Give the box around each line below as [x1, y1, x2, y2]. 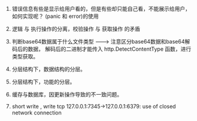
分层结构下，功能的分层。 [11, 78, 75, 85]
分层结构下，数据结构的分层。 [11, 66, 86, 73]
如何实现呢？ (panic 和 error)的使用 [11, 13, 99, 20]
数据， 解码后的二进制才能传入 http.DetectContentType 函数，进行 [28, 45, 192, 52]
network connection [11, 109, 62, 116]
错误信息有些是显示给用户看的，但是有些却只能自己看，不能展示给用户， [11, 5, 190, 12]
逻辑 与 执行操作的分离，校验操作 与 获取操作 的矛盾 [11, 26, 141, 32]
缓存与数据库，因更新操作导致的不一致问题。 [11, 91, 123, 98]
